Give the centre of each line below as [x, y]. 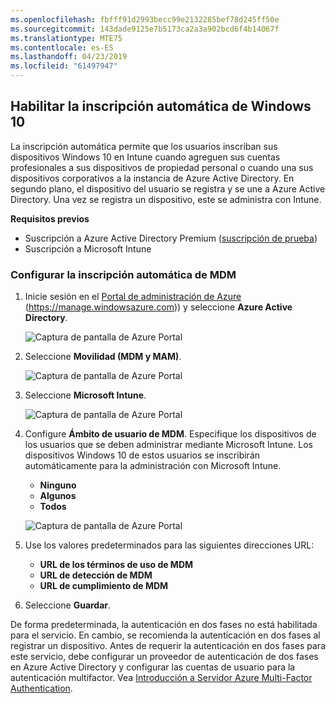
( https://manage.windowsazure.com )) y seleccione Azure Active [158, 307]
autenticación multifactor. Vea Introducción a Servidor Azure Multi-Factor [161, 678]
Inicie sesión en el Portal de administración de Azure [133, 297]
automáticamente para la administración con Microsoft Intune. [153, 466]
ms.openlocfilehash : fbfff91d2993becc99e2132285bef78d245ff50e [145, 19]
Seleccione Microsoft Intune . [85, 395]
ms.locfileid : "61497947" [64, 66]
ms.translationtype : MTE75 [66, 38]
